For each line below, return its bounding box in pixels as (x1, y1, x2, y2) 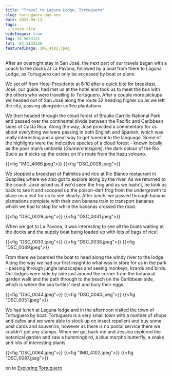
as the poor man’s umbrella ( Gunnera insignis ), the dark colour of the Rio (5, 145, 159, 152)
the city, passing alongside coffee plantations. (5, 102, 103, 108)
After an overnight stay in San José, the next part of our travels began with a (5, 60, 167, 66)
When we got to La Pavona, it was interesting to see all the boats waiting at (5, 223, 164, 229)
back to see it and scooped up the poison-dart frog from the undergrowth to (5, 187, 167, 193)
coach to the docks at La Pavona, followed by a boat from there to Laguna (5, 65, 162, 71)
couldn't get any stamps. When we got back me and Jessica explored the (5, 328, 161, 334)
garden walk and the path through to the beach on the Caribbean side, (5, 276, 155, 282)
